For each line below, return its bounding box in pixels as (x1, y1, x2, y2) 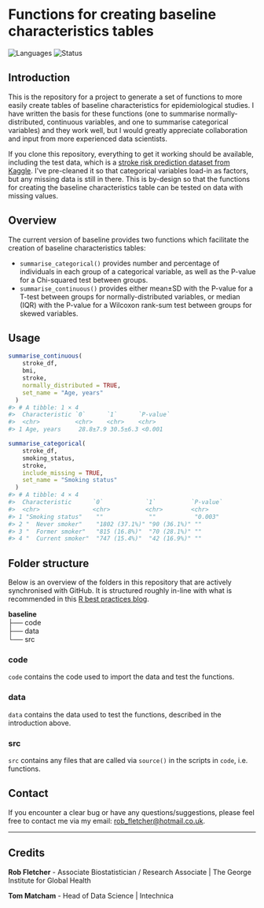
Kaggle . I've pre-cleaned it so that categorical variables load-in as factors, (8, 165, 249, 175)
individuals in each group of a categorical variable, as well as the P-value (19, 266, 256, 276)
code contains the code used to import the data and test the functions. (8, 672, 235, 682)
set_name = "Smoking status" (22, 476, 118, 484)
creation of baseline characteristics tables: (8, 243, 146, 253)
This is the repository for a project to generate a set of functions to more (8, 92, 243, 102)
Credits (8, 847, 46, 860)
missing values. (8, 191, 59, 200)
